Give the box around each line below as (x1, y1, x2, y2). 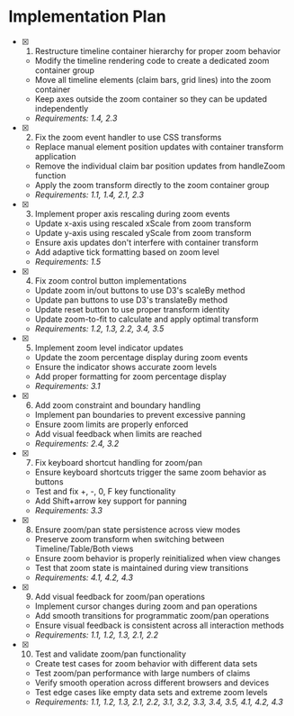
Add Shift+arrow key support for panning (34, 495, 188, 506)
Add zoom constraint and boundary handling (34, 399, 201, 411)
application (34, 150, 77, 161)
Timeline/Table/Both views (34, 543, 134, 554)
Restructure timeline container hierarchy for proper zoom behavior (34, 45, 281, 56)
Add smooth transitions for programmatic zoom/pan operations (34, 610, 270, 621)
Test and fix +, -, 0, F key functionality (34, 485, 176, 496)
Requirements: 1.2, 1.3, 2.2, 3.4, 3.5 (34, 322, 165, 334)
